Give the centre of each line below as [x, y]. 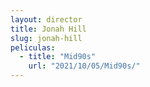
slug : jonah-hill [46, 38]
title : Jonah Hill [48, 29]
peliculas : [33, 47]
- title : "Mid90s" [58, 57]
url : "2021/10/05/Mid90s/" [84, 66]
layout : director [46, 19]
